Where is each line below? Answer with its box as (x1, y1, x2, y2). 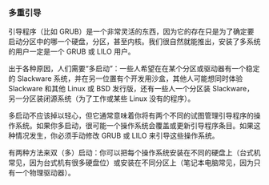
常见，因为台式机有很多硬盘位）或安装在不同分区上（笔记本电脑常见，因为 (8, 158, 254, 167)
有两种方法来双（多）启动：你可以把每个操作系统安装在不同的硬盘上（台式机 (8, 148, 261, 158)
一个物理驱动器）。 (14, 168, 75, 178)
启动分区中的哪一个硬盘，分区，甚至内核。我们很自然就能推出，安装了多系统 (8, 37, 261, 46)
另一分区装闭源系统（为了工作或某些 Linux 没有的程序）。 (8, 94, 195, 103)
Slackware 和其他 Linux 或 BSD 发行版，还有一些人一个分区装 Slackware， (8, 84, 255, 94)
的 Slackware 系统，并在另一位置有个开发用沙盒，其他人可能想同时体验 (8, 74, 243, 83)
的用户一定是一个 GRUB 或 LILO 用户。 (8, 46, 135, 57)
